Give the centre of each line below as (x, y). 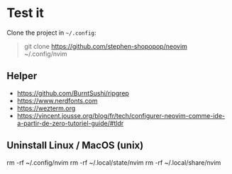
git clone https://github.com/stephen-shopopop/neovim (105, 46)
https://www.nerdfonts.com (57, 100)
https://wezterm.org (46, 108)
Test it (25, 13)
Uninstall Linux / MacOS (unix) (75, 145)
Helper (22, 76)
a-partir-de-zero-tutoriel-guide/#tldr (70, 123)
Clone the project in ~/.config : (51, 33)
